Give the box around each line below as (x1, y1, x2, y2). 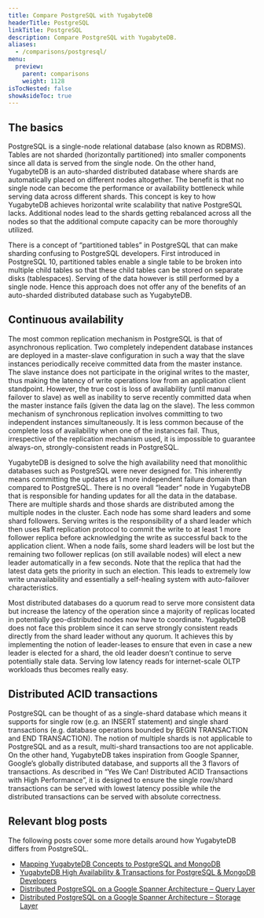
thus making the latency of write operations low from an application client (8, 375, 246, 385)
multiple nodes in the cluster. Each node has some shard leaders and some (8, 507, 251, 517)
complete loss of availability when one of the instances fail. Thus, (8, 426, 220, 435)
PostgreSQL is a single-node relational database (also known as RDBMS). (8, 142, 246, 152)
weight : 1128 (22, 77, 65, 85)
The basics (8, 121, 64, 134)
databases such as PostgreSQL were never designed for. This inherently (8, 466, 242, 475)
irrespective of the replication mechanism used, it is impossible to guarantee (8, 433, 255, 444)
